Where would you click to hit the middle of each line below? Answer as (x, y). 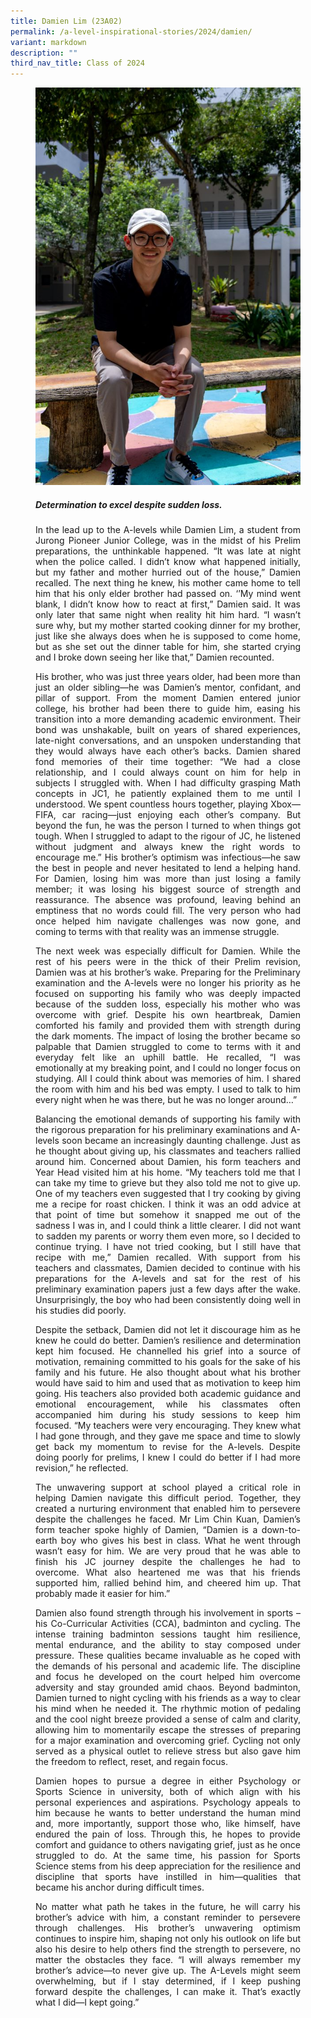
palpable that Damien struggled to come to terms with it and (168, 1047)
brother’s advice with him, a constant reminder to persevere (168, 1917)
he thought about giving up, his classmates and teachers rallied (168, 1151)
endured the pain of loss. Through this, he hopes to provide (168, 1834)
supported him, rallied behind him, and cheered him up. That (168, 1583)
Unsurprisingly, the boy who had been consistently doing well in (168, 1300)
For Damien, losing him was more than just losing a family (168, 879)
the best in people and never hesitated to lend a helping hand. (168, 868)
